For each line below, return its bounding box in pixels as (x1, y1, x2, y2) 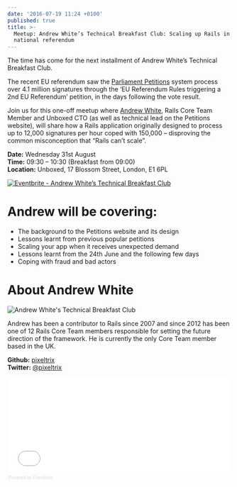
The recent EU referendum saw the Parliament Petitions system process (7, 77, 219, 86)
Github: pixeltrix (7, 356, 55, 364)
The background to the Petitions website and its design (17, 228, 180, 236)
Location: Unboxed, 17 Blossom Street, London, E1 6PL (7, 165, 168, 174)
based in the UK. (7, 342, 57, 350)
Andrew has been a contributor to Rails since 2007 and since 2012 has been (7, 320, 230, 328)
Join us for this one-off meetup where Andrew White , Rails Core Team (7, 106, 213, 115)
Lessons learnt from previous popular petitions (17, 235, 155, 243)
